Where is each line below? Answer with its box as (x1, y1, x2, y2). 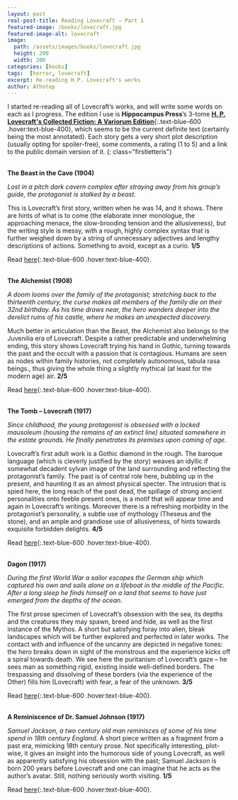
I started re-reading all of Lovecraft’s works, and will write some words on (7, 102, 222, 111)
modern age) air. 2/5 (7, 372, 68, 380)
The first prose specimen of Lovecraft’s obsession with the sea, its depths (7, 610, 223, 618)
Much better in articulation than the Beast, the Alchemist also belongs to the (7, 327, 229, 335)
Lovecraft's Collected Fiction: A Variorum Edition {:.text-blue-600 (7, 118, 202, 126)
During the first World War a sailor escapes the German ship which (7, 574, 204, 582)
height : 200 (13, 50, 50, 57)
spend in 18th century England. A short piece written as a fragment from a (7, 734, 224, 743)
